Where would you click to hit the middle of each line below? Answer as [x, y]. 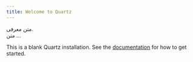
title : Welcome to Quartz [39, 12]
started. [16, 53]
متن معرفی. [20, 29]
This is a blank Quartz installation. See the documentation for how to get [96, 47]
